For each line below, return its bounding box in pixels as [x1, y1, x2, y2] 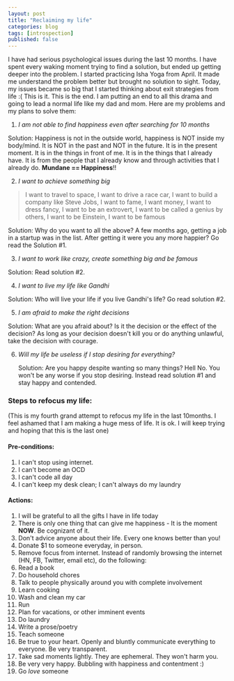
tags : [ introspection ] [8, 29, 74, 37]
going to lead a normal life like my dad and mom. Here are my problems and [8, 100, 226, 108]
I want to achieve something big [17, 177, 111, 185]
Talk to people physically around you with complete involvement [17, 578, 203, 586]
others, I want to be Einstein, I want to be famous [24, 213, 166, 221]
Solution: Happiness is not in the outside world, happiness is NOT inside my [8, 134, 225, 143]
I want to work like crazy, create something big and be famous [17, 255, 198, 263]
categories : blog [8, 23, 58, 30]
